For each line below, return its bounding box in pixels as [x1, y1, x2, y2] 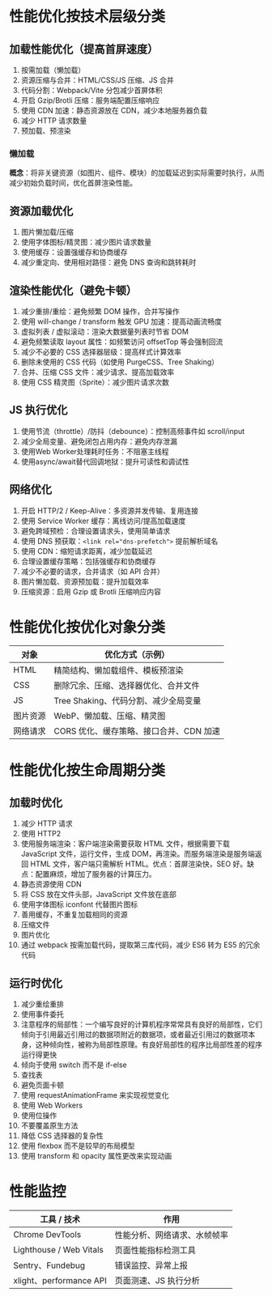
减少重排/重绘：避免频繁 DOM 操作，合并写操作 [20, 306, 181, 316]
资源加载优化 [9, 204, 74, 218]
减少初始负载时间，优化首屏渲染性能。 [9, 178, 137, 188]
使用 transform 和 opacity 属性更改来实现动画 [20, 1151, 172, 1161]
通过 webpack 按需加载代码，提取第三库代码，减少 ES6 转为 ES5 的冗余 [20, 940, 261, 950]
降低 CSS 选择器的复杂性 [20, 1131, 104, 1141]
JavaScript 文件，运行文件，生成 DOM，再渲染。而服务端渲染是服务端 [20, 849, 256, 859]
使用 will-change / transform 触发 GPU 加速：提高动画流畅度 [20, 317, 222, 326]
